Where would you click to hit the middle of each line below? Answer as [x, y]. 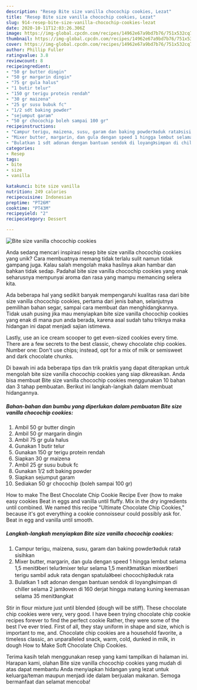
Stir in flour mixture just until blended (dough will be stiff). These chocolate [96, 608]
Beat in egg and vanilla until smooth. [50, 520]
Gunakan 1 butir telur [40, 446]
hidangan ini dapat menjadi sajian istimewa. [59, 326]
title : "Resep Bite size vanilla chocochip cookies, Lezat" [81, 17]
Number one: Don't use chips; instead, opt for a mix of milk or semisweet [94, 350]
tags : [13, 159]
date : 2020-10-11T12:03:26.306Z [45, 28]
